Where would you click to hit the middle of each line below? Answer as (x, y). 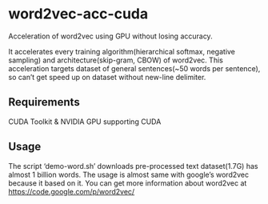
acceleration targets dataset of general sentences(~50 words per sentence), (134, 68)
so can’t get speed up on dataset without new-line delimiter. (107, 77)
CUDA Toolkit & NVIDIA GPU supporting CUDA (85, 122)
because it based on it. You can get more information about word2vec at (128, 183)
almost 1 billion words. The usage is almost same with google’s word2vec (129, 174)
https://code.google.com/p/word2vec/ (72, 191)
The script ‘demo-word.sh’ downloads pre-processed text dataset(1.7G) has (133, 166)
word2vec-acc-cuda (78, 14)
